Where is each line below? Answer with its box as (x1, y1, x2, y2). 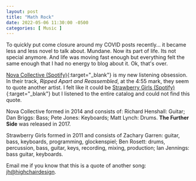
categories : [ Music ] (6, 25, 62, 31)
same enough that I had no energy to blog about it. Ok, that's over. (6, 60, 168, 67)
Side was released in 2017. (6, 120, 71, 127)
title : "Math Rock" (6, 14, 54, 20)
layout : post (6, 8, 38, 15)
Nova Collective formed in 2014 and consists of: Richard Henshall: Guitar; (6, 108, 185, 115)
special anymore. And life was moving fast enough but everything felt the (6, 54, 185, 61)
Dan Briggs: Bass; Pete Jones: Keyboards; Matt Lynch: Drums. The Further (6, 114, 189, 121)
